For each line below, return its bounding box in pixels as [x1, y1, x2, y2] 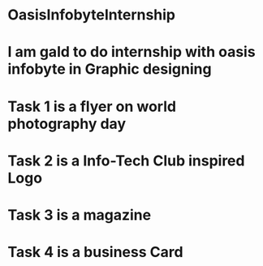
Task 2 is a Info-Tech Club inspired [7, 152, 245, 169]
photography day [7, 114, 127, 133]
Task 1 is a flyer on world [7, 97, 176, 115]
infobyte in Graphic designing [7, 60, 212, 79]
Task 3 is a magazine [7, 205, 152, 224]
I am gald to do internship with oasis [7, 43, 257, 62]
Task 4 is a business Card [7, 243, 183, 261]
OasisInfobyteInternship [7, 6, 176, 24]
